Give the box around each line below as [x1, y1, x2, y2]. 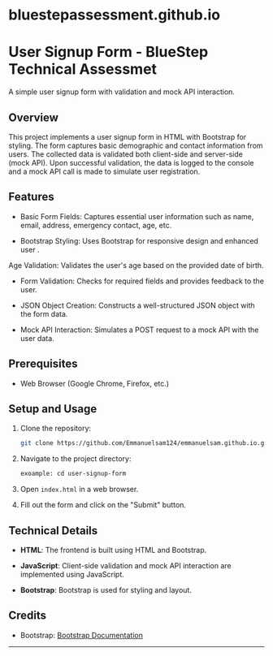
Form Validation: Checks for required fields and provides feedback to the [19, 276, 264, 286]
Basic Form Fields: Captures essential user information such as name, [19, 211, 254, 221]
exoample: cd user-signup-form [19, 469, 127, 478]
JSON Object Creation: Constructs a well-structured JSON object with [19, 300, 255, 310]
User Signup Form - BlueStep [8, 43, 209, 62]
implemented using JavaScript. [19, 569, 124, 579]
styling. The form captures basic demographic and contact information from [8, 140, 263, 150]
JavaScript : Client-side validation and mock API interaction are [19, 560, 232, 570]
